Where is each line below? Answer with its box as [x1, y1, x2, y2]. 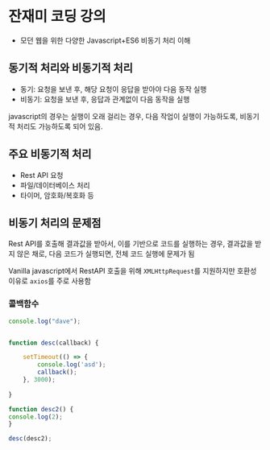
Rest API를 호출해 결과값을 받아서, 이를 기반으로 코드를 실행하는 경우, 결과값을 [8, 239, 254, 249]
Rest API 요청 [19, 170, 64, 180]
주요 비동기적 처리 [8, 147, 92, 161]
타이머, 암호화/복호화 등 [19, 190, 94, 200]
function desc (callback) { [8, 339, 99, 347]
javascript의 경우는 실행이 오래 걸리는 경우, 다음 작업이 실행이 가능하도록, [8, 111, 239, 121]
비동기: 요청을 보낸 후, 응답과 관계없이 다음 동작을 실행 [19, 94, 190, 104]
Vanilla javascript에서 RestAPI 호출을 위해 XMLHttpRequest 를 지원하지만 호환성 [8, 266, 257, 276]
